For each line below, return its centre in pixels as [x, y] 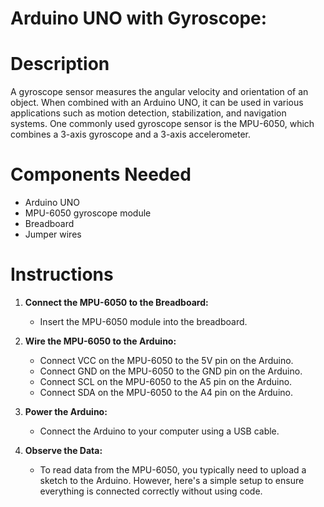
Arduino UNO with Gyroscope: [139, 18]
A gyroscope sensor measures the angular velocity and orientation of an [159, 92]
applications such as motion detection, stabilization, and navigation [148, 113]
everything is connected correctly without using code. [151, 491]
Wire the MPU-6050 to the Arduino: [100, 341]
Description [60, 64]
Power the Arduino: [66, 411]
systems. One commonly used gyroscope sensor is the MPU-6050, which [162, 124]
